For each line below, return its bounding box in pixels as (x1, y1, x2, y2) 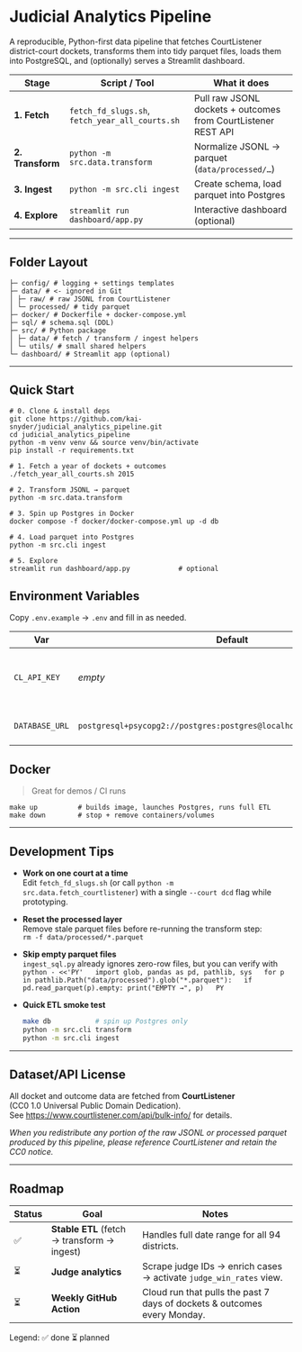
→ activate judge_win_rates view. (142, 1272, 283, 1284)
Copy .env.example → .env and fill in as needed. (9, 612, 187, 623)
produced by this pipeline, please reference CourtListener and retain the (9, 1137, 278, 1148)
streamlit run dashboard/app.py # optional (9, 564, 219, 573)
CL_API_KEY (13, 673, 60, 683)
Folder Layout (9, 255, 88, 270)
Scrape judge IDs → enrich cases (142, 1260, 283, 1273)
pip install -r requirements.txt (9, 446, 135, 455)
